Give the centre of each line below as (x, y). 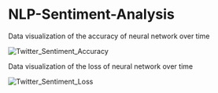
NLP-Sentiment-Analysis (91, 14)
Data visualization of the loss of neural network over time (101, 66)
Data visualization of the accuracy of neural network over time (109, 36)
